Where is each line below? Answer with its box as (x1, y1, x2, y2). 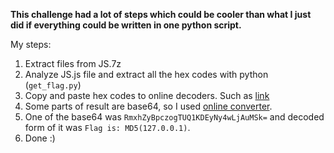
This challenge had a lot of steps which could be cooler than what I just (10, 9, 312, 20)
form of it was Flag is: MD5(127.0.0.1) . (24, 122, 191, 133)
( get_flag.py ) (24, 79, 82, 91)
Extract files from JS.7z (24, 58, 122, 69)
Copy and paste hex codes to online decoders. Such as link (24, 90, 270, 101)
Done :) (24, 132, 56, 144)
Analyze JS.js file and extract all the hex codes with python (24, 69, 269, 80)
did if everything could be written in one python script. (10, 19, 242, 31)
